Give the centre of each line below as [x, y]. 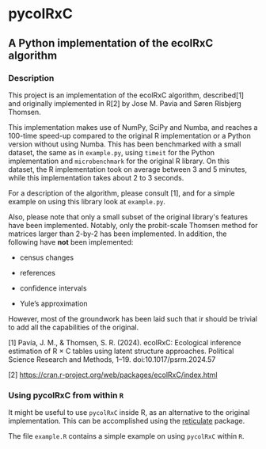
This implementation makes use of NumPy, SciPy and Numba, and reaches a [133, 127]
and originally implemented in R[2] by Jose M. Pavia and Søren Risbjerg [125, 103]
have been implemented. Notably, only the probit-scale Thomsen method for [133, 225]
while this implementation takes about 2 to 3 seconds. [96, 177]
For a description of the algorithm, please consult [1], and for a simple [122, 193]
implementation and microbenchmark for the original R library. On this [119, 161]
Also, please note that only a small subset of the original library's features [128, 217]
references [37, 272]
